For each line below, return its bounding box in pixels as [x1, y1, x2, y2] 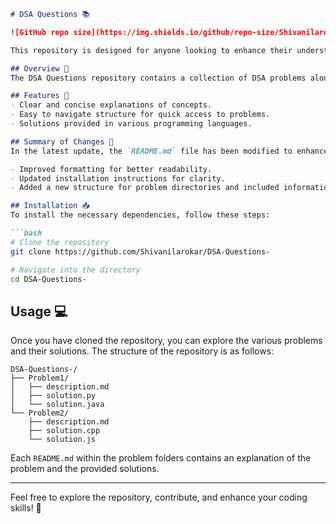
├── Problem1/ [10, 373, 70, 384]
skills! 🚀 [10, 502, 42, 514]
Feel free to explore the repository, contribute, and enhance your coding [10, 491, 308, 504]
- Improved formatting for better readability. [10, 164, 213, 174]
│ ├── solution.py [10, 391, 97, 401]
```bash [10, 228, 43, 238]
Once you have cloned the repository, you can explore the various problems [10, 335, 323, 347]
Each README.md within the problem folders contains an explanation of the [10, 452, 312, 464]
